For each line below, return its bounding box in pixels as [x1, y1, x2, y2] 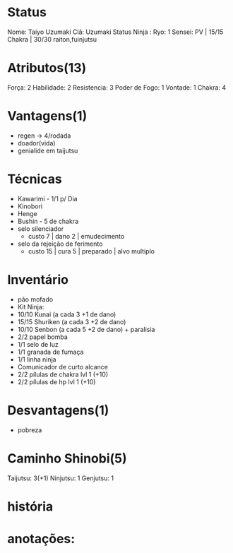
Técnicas [7, 171, 62, 187]
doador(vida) [17, 138, 56, 147]
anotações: [7, 530, 76, 547]
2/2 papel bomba [17, 333, 68, 341]
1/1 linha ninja [17, 355, 56, 364]
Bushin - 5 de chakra [17, 217, 79, 225]
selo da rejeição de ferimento [17, 239, 103, 248]
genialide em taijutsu [17, 146, 78, 155]
